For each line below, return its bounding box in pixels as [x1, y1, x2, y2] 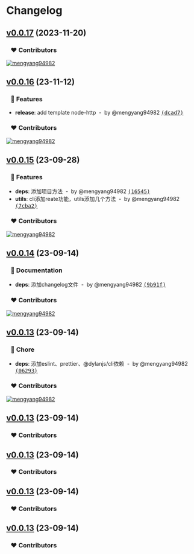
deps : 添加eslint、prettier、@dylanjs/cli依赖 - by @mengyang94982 [14, 360, 189, 367]
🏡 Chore [10, 345, 35, 354]
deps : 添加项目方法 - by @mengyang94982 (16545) [14, 188, 151, 195]
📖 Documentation [10, 266, 63, 275]
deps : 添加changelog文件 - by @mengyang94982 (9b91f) [14, 281, 166, 288]
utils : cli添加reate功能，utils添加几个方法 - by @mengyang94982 [14, 195, 180, 202]
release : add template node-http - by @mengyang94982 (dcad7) [14, 109, 184, 116]
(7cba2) [14, 202, 38, 209]
